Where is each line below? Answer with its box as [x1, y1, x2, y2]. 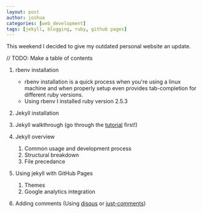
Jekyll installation [15, 109, 59, 117]
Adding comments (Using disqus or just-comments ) [15, 200, 146, 208]
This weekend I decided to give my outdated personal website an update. [6, 43, 191, 50]
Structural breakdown [24, 151, 79, 159]
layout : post [6, 9, 40, 15]
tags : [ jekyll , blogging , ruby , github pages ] [6, 26, 127, 32]
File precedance [24, 158, 65, 165]
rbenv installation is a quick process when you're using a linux [24, 78, 182, 85]
